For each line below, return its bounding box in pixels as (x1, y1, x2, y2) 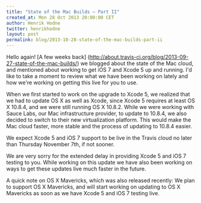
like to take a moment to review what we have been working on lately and (6, 73, 188, 80)
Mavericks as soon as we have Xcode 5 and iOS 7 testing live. (6, 190, 159, 196)
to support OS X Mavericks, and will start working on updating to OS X (6, 183, 181, 190)
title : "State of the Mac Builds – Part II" (6, 8, 120, 15)
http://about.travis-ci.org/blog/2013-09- (89, 54, 189, 60)
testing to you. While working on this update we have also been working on (6, 159, 193, 166)
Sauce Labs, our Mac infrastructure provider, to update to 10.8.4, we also (6, 110, 187, 117)
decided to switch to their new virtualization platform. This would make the (6, 116, 191, 123)
